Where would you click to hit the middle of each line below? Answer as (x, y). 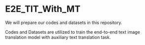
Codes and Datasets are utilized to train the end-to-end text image (73, 32)
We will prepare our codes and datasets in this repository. (64, 22)
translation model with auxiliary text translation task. (58, 37)
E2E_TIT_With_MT (43, 9)
